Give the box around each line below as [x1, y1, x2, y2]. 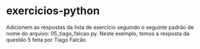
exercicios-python [6, 4, 100, 18]
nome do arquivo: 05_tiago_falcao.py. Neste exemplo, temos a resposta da [6, 30, 190, 37]
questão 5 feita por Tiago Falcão [6, 36, 87, 43]
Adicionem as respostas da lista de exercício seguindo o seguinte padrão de [6, 24, 194, 31]
